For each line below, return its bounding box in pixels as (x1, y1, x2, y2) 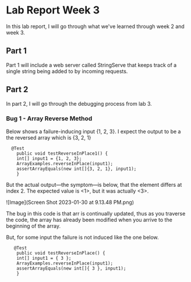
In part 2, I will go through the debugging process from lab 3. (6, 100, 153, 107)
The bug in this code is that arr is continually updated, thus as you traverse (6, 210, 186, 217)
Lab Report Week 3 (6, 4, 100, 17)
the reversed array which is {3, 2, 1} (6, 134, 91, 141)
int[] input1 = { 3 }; (16, 255, 72, 261)
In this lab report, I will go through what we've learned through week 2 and (6, 23, 185, 30)
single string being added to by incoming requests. (6, 68, 128, 75)
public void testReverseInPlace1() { (16, 150, 108, 156)
